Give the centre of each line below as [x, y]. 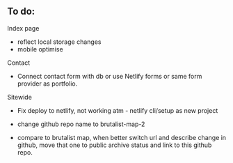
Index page [23, 28]
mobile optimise [40, 49]
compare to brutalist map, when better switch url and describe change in [122, 137]
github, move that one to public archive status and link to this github [114, 145]
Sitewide [20, 97]
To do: [21, 11]
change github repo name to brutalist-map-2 [81, 124]
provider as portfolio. [47, 84]
